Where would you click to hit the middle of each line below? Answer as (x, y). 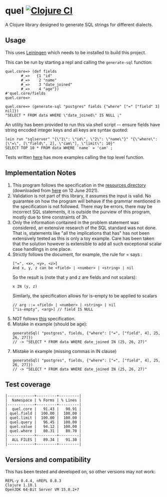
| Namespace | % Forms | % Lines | (43, 400)
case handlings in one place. (42, 249)
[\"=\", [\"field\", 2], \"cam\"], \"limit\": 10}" (60, 143)
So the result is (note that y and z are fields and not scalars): (74, 277)
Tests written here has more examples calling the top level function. (75, 157)
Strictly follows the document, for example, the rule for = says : (77, 254)
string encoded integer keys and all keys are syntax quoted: (67, 130)
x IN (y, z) (25, 286)
